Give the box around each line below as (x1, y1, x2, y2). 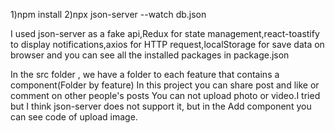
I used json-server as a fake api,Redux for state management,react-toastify (10, 28, 320, 39)
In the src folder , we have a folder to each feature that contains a (10, 69, 280, 80)
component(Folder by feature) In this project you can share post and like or (10, 79, 320, 91)
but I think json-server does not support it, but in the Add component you (10, 100, 312, 112)
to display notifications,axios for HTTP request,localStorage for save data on (10, 39, 325, 50)
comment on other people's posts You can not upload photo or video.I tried (10, 90, 321, 101)
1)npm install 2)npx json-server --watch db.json (10, 9, 207, 20)
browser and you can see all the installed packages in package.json (10, 49, 290, 61)
